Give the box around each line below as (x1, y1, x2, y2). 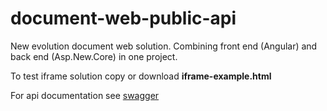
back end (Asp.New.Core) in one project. (10, 50, 178, 62)
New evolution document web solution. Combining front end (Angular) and (10, 40, 318, 52)
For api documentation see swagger (10, 89, 160, 101)
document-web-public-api (10, 7, 237, 30)
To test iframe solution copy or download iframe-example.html (10, 70, 272, 82)
